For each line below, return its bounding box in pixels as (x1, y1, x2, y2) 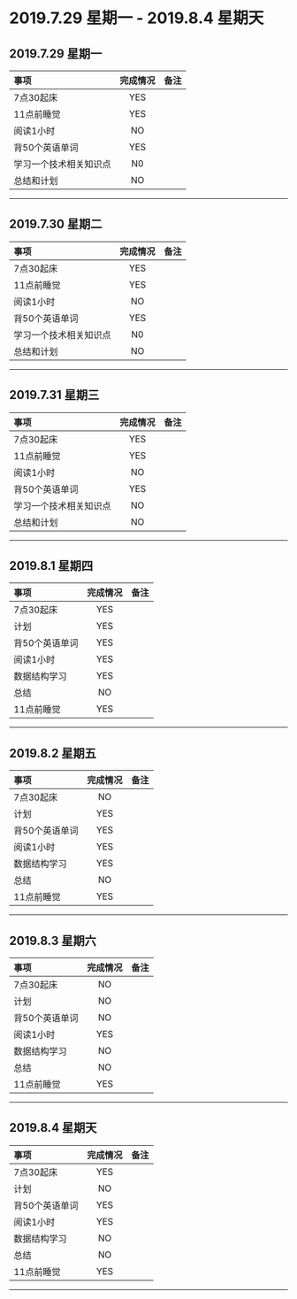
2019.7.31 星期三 (9, 388, 100, 403)
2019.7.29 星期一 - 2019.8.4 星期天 (9, 8, 264, 28)
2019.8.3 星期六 (9, 933, 97, 948)
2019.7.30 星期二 (9, 217, 103, 232)
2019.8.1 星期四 (9, 558, 94, 573)
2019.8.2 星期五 (9, 745, 97, 761)
